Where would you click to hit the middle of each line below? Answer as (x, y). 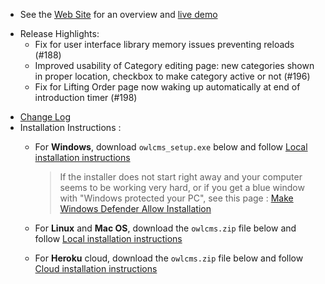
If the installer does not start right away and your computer (181, 177)
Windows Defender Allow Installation (135, 208)
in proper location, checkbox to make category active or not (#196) (172, 76)
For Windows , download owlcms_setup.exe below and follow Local (171, 147)
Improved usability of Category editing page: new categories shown (174, 65)
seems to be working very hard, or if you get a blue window (182, 187)
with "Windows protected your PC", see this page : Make (176, 198)
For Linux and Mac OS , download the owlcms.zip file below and (165, 228)
